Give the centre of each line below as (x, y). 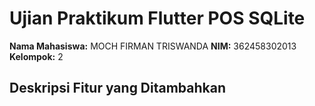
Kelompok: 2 (36, 56)
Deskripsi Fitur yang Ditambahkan (118, 88)
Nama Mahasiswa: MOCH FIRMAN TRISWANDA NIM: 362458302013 (153, 46)
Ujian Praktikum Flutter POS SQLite (157, 18)
